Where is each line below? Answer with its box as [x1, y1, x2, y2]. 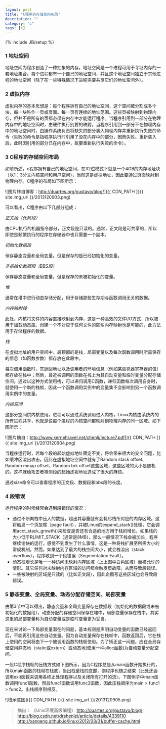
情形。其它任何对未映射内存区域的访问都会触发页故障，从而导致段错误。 [12, 565, 160, 571]
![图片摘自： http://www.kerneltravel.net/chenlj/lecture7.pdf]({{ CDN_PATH [5, 435, 156, 440]
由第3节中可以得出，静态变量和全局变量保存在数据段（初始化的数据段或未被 [5, 603, 160, 609]
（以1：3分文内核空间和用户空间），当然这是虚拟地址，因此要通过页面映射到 [5, 172, 159, 178]
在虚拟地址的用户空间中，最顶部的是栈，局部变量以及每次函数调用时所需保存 [5, 349, 161, 355]
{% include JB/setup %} [5, 39, 54, 45]
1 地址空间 [5, 52, 29, 59]
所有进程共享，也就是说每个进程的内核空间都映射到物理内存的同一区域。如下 [5, 418, 161, 424]
